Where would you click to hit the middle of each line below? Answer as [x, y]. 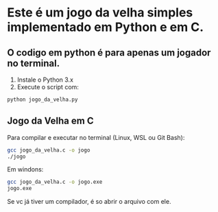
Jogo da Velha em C [50, 121]
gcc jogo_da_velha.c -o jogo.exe [55, 182]
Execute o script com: [48, 87]
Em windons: [25, 169]
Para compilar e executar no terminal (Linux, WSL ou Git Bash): [96, 137]
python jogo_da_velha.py [43, 99]
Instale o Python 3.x [45, 80]
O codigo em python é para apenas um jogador [109, 52]
